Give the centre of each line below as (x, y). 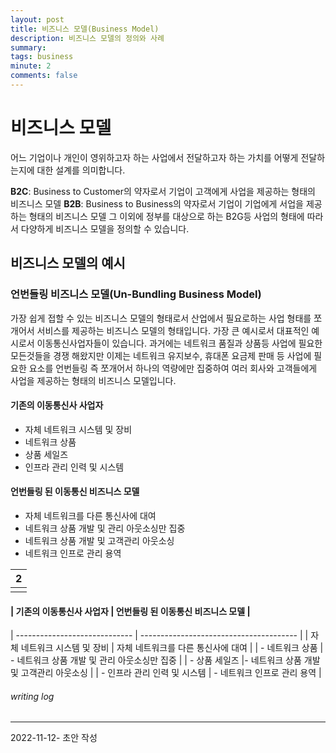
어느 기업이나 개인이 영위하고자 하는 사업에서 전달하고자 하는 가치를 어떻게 (154, 157)
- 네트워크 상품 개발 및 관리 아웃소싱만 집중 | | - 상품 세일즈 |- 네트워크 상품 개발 (165, 660)
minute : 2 (31, 66)
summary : (28, 47)
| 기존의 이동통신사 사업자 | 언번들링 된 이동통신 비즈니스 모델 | (130, 611)
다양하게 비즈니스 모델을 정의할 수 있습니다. (105, 228)
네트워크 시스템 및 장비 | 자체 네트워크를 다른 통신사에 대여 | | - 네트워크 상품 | (172, 648)
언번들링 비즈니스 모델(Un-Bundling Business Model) (136, 294)
